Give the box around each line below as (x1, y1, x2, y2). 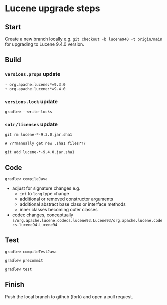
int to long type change (19, 191, 69, 197)
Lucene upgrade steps (5, 3, 100, 14)
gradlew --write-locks (5, 109, 52, 114)
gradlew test (5, 267, 32, 272)
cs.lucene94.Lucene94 (12, 223, 57, 228)
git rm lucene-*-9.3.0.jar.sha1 (5, 132, 72, 137)
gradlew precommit (5, 258, 43, 263)
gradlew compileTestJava (5, 249, 57, 254)
